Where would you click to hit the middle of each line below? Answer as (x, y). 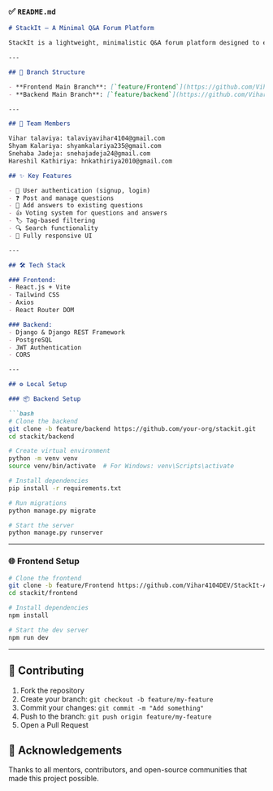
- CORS (19, 355)
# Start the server (41, 525)
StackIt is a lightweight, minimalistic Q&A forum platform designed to (134, 43)
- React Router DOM (41, 311)
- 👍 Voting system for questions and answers (88, 213)
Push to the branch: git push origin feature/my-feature (116, 716)
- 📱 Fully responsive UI (50, 236)
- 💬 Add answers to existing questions (76, 206)
